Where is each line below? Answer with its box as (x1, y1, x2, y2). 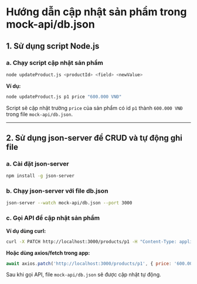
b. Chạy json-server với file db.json (6, 187, 108, 195)
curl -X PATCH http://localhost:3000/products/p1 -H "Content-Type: (6, 238, 177, 245)
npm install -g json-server (6, 173, 75, 179)
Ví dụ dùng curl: (6, 227, 46, 234)
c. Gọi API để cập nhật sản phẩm (6, 214, 100, 222)
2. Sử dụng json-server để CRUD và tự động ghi (6, 133, 183, 143)
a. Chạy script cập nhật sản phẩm (6, 59, 104, 67)
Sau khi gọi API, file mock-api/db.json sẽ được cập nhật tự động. (6, 271, 161, 278)
